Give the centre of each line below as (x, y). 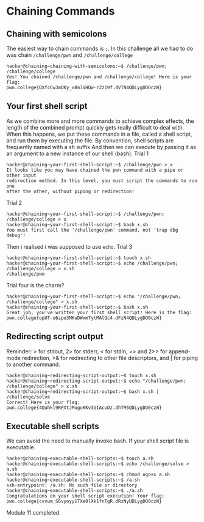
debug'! (16, 235)
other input (21, 175)
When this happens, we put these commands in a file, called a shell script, (99, 134)
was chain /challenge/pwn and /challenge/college (70, 55)
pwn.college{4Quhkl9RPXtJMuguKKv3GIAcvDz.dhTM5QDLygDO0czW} (84, 408)
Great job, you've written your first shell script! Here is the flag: (99, 312)
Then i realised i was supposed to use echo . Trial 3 (69, 246)
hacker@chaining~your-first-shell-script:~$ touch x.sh (79, 258)
